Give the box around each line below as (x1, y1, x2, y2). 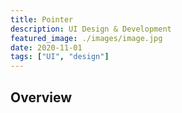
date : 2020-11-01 (10, 42, 83, 53)
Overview (10, 89, 73, 106)
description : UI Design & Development (10, 24, 172, 34)
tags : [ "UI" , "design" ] (10, 52, 110, 62)
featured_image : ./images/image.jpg (10, 33, 163, 43)
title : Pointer (10, 14, 74, 25)
